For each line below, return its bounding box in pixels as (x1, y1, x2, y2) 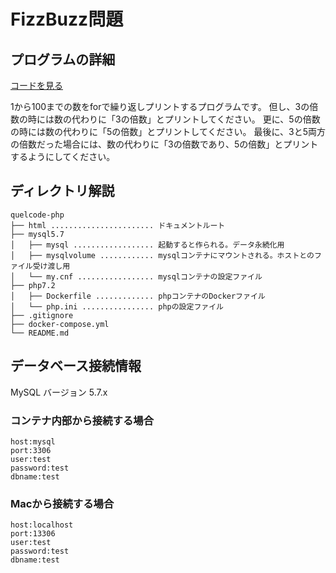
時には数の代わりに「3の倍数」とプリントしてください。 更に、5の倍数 (27, 113, 321, 125)
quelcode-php (10, 210, 65, 220)
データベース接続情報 (10, 358, 142, 375)
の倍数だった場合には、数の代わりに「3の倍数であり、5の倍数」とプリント (10, 138, 319, 150)
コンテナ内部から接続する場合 (10, 413, 155, 427)
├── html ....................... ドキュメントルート (10, 220, 226, 230)
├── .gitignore (10, 310, 74, 320)
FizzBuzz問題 (10, 8, 124, 31)
